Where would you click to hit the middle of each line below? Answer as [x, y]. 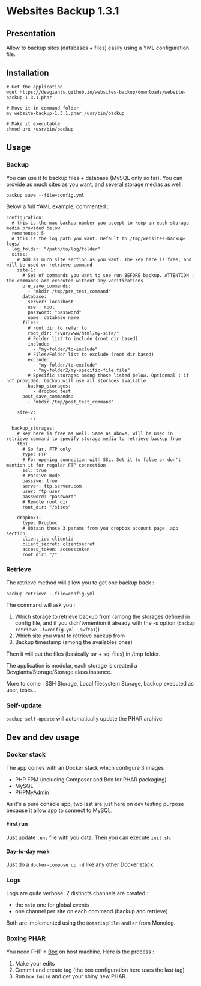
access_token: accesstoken [56, 549]
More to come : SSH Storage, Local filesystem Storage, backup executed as [100, 683]
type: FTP [34, 454]
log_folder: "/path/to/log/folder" [56, 249]
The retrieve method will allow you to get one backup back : [80, 583]
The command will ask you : [41, 605]
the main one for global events [52, 905]
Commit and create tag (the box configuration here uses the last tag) [100, 970]
